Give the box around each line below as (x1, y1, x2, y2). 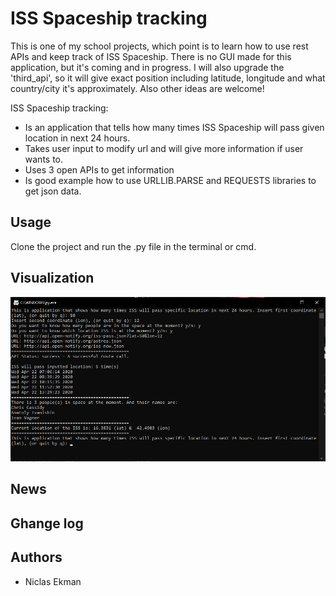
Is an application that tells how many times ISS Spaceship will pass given (24, 121, 325, 133)
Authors (10, 549, 63, 566)
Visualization (10, 270, 95, 287)
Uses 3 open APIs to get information (24, 163, 175, 176)
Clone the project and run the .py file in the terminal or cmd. (10, 240, 257, 252)
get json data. (24, 185, 82, 197)
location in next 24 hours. (24, 132, 131, 144)
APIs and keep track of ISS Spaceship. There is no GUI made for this (10, 50, 292, 62)
